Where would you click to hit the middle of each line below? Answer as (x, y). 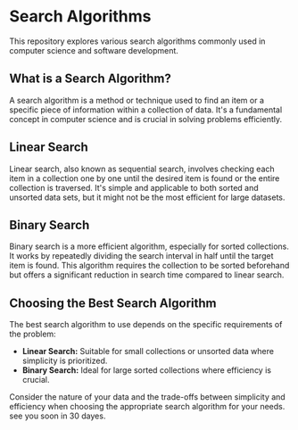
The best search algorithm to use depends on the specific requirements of (146, 325)
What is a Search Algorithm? (90, 79)
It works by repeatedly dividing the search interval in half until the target (141, 256)
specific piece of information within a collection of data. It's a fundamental (146, 110)
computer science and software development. (94, 50)
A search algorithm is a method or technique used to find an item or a (137, 100)
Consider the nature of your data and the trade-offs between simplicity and (147, 397)
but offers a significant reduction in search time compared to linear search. (147, 275)
